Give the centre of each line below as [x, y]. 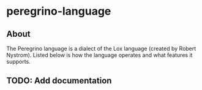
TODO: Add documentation [59, 81]
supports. [18, 62]
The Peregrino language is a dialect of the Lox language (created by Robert [101, 48]
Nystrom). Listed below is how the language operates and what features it [99, 55]
